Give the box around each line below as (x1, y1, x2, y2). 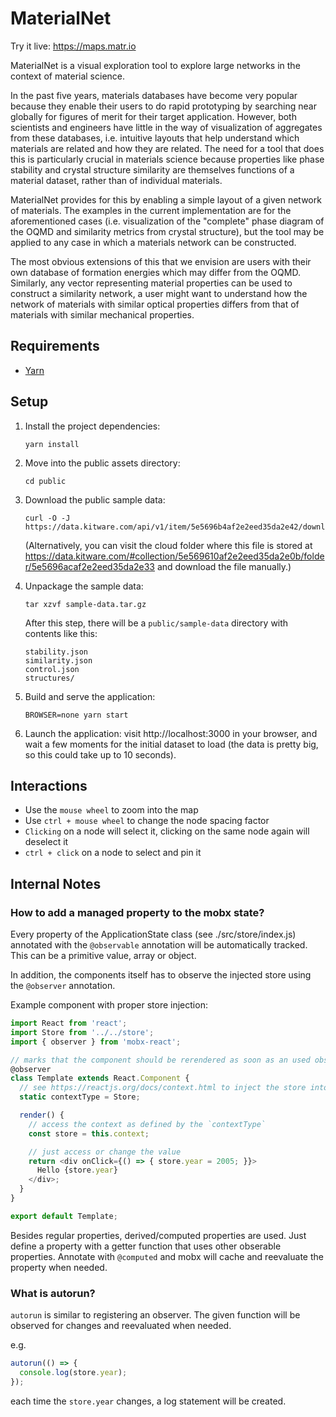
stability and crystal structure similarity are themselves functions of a (10, 163, 295, 176)
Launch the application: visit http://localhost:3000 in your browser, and (24, 727, 318, 739)
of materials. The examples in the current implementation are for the (10, 204, 292, 216)
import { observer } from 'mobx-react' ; (10, 1037, 182, 1047)
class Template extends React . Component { (10, 1073, 190, 1084)
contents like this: (24, 627, 98, 639)
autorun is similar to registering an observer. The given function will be (10, 1309, 301, 1321)
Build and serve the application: (24, 690, 156, 702)
